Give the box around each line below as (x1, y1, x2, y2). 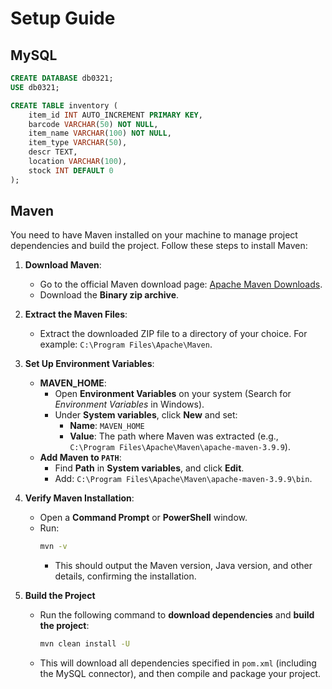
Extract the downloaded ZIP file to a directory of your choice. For (39, 328, 308, 340)
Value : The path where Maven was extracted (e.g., (69, 430, 279, 442)
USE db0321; (10, 82, 60, 92)
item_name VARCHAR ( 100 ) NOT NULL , (28, 128, 172, 139)
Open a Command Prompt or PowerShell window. (39, 512, 248, 524)
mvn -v (39, 542, 68, 552)
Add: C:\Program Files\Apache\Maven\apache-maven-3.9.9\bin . (54, 473, 313, 485)
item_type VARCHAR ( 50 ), (28, 138, 128, 148)
